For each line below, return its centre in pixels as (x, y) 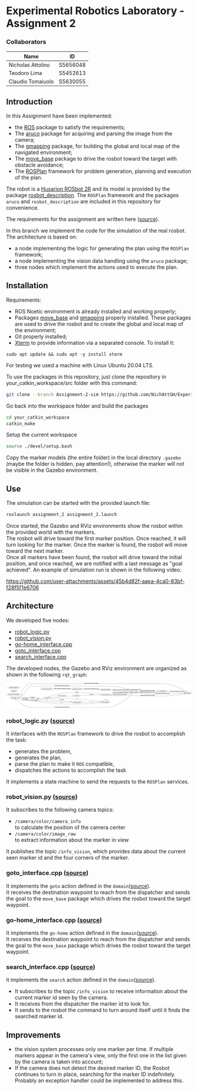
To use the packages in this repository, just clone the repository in (86, 377)
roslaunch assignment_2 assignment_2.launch (62, 515)
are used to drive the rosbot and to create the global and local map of (99, 324)
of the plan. (29, 178)
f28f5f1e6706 (23, 588)
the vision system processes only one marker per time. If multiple (94, 1049)
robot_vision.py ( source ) (42, 797)
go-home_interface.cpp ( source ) (54, 920)
